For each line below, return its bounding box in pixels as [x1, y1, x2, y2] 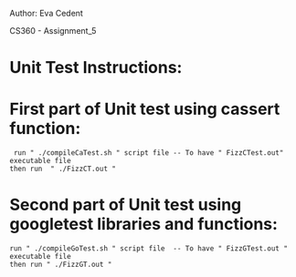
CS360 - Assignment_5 [9, 26, 97, 36]
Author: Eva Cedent [9, 8, 84, 18]
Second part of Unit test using [9, 195, 242, 215]
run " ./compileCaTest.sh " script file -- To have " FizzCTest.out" [13, 149, 284, 158]
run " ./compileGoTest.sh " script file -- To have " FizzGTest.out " [9, 244, 288, 253]
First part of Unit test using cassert [9, 99, 280, 119]
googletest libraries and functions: [9, 214, 279, 235]
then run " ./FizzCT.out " [9, 164, 117, 174]
